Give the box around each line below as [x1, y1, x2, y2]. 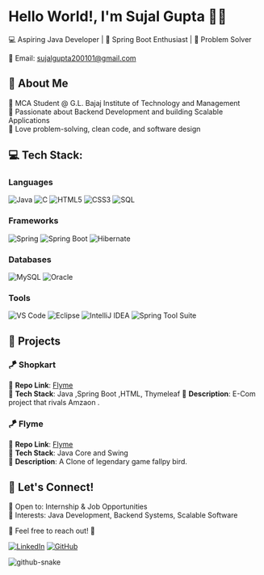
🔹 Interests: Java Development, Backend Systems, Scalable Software [8, 510, 238, 520]
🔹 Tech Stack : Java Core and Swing [8, 448, 129, 458]
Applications [8, 115, 50, 125]
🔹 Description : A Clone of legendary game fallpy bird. [8, 457, 188, 467]
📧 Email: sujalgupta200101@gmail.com [8, 53, 136, 63]
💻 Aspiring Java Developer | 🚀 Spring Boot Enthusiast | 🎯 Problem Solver [8, 34, 252, 44]
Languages [8, 177, 54, 188]
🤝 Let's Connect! [8, 480, 94, 494]
